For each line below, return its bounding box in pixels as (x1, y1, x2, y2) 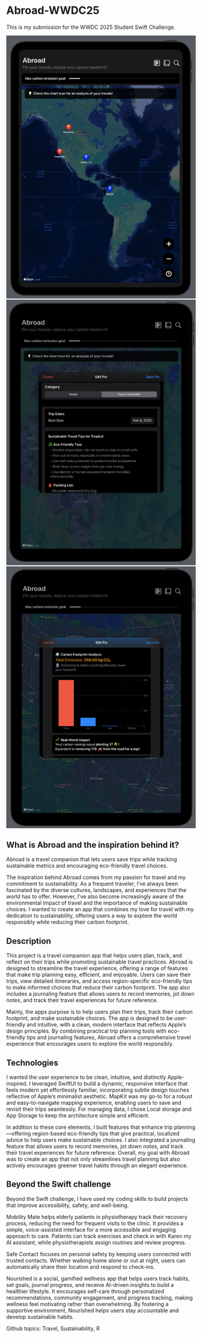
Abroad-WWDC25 (6, 4, 100, 17)
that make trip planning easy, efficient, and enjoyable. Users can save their (6, 971, 191, 979)
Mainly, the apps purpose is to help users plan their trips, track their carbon (6, 1008, 193, 1016)
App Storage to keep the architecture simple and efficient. (6, 1112, 150, 1119)
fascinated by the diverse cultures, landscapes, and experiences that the (6, 887, 187, 894)
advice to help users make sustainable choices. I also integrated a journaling (6, 1137, 195, 1144)
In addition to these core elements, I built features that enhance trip (6, 1123, 173, 1131)
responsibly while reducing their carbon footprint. (6, 918, 129, 926)
